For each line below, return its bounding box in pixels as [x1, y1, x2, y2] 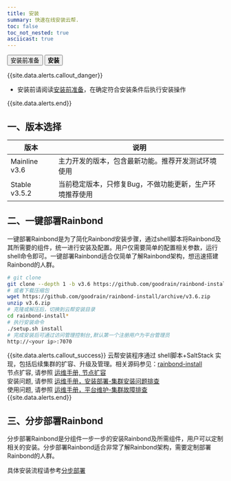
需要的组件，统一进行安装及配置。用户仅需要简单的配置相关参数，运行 [19, 243, 218, 251]
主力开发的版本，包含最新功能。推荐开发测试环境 [58, 156, 217, 166]
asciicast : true [7, 36, 54, 43]
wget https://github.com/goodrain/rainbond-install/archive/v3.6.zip [7, 293, 211, 300]
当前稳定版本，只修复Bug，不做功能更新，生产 [58, 179, 209, 189]
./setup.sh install [7, 325, 63, 332]
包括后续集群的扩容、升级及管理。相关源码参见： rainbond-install [19, 360, 203, 368]
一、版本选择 [7, 121, 62, 133]
